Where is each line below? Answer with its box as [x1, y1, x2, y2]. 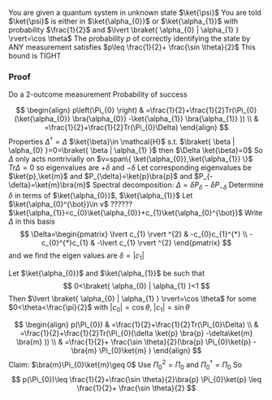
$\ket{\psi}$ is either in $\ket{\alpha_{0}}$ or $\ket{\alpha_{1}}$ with [8, 16, 239, 26]
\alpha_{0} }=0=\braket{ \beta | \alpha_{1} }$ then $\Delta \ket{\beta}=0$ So [8, 145, 264, 154]
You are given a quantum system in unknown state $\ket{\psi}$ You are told [8, 8, 261, 17]
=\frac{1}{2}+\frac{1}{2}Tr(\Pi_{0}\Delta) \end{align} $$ [44, 123, 229, 133]
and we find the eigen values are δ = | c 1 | [8, 250, 145, 262]
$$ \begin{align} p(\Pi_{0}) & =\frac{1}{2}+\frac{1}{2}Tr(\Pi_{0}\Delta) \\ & [14, 320, 259, 329]
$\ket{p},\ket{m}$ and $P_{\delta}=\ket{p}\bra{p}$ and [8, 171, 193, 180]
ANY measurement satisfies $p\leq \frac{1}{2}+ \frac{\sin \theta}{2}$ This [8, 42, 256, 52]
